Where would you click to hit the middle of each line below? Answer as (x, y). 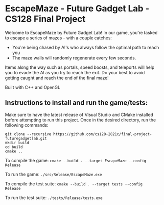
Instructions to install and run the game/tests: (76, 103)
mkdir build (17, 143)
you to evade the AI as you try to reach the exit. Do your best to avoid (75, 72)
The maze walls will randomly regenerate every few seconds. (74, 58)
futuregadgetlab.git (26, 138)
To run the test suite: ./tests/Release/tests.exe (54, 198)
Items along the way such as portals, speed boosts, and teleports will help (80, 67)
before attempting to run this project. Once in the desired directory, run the (81, 120)
